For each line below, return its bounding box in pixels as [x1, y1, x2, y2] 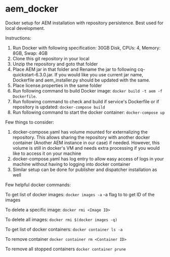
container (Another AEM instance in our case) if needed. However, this [12, 140, 160, 146]
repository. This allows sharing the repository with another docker [12, 134, 150, 140]
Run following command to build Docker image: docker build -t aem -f [12, 88, 163, 94]
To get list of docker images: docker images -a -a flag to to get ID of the [5, 191, 155, 197]
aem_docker [5, 3, 58, 15]
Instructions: [5, 35, 31, 41]
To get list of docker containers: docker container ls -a [5, 226, 123, 232]
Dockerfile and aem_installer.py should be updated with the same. [12, 77, 150, 83]
